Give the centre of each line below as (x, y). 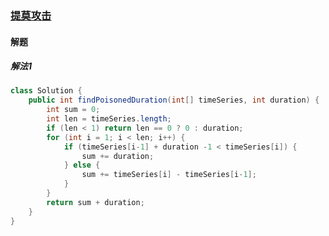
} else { (82, 165)
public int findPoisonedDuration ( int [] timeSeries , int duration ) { (174, 100)
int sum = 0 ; (73, 110)
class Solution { (46, 91)
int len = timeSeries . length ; (109, 119)
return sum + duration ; (95, 202)
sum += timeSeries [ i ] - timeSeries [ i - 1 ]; (169, 175)
